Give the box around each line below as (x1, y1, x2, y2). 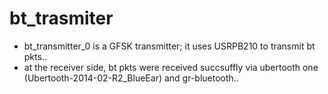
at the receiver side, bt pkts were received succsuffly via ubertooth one (23, 61, 319, 73)
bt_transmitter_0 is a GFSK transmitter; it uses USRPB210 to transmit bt (23, 40, 316, 52)
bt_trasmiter (9, 7, 114, 30)
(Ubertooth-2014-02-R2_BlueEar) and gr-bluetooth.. (23, 72, 239, 84)
